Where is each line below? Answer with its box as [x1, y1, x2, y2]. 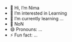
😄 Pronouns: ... [10, 26, 43, 32]
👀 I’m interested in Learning [10, 10, 67, 16]
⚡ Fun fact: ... [10, 32, 38, 38]
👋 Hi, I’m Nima [10, 5, 40, 11]
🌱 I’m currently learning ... [10, 16, 64, 21]
